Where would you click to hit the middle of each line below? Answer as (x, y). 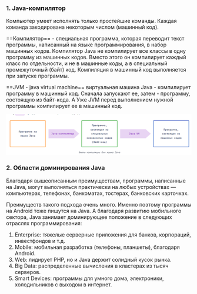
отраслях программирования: (44, 223)
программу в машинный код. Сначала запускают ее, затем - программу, (98, 94)
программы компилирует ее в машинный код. (64, 106)
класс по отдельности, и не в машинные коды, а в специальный (87, 63)
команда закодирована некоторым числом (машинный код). (82, 27)
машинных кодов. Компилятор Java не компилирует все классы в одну (96, 51)
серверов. (28, 272)
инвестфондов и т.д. (40, 241)
